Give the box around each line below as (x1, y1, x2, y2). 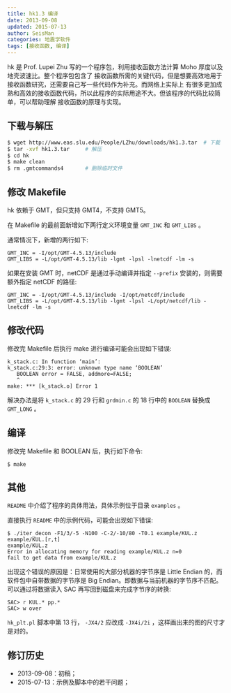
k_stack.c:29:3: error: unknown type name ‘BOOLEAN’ (7, 364, 164, 371)
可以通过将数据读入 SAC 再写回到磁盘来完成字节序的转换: (7, 585, 172, 594)
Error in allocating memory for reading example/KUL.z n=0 (7, 548, 182, 555)
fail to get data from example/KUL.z (7, 555, 117, 562)
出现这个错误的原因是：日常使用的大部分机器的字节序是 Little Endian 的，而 (7, 567, 223, 576)
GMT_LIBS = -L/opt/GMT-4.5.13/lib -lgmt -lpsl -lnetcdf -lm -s (7, 256, 195, 263)
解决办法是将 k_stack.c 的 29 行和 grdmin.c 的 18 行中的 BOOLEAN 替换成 (7, 395, 211, 404)
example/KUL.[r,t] (7, 536, 61, 544)
